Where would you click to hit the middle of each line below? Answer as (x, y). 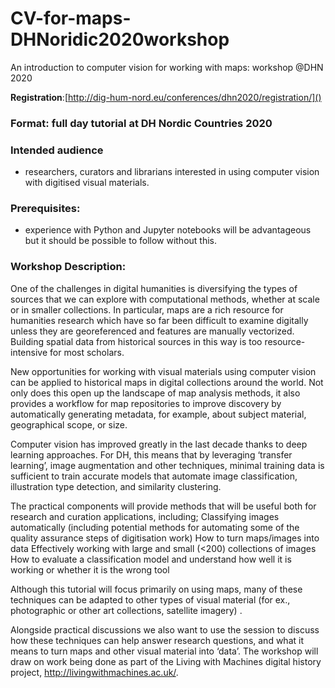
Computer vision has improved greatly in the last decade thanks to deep (159, 444)
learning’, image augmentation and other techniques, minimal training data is (167, 465)
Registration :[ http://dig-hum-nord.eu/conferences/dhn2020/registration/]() (166, 97)
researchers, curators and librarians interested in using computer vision (172, 172)
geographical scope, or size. (69, 424)
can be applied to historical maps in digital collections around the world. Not (167, 382)
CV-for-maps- (71, 18)
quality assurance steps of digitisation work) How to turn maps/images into (165, 538)
